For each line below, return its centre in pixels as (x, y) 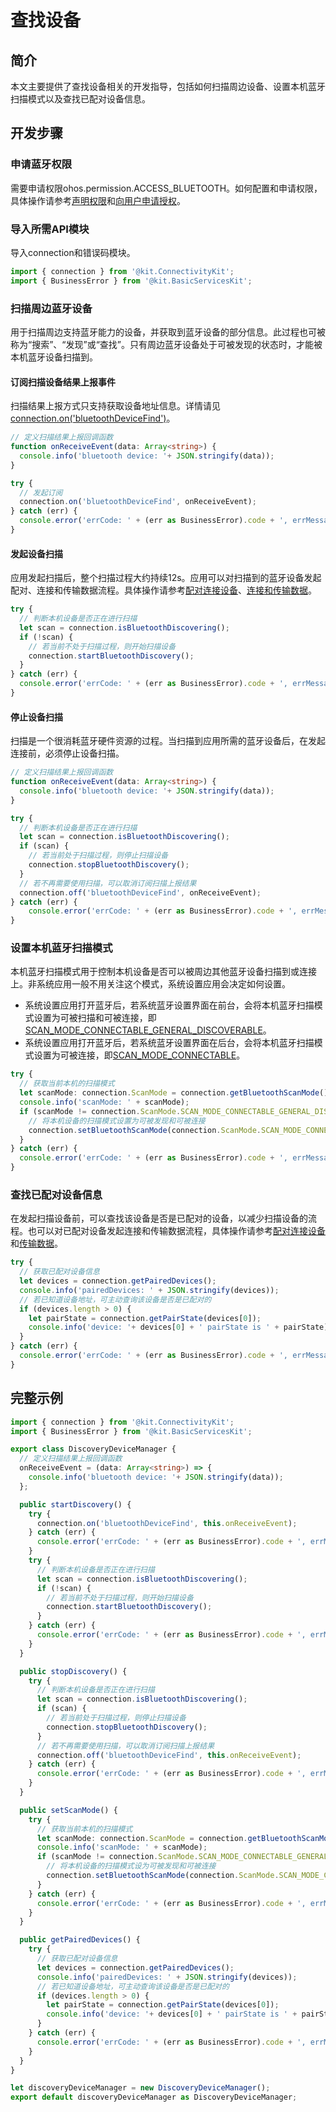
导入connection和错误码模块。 (73, 252)
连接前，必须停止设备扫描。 (67, 753)
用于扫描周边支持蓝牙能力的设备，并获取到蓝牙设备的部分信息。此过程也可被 (168, 332)
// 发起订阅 (41, 492)
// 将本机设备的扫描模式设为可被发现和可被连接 (131, 1866)
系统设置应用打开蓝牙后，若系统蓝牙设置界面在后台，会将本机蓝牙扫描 (169, 1043)
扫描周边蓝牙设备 (51, 308)
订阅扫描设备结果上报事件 (63, 382)
